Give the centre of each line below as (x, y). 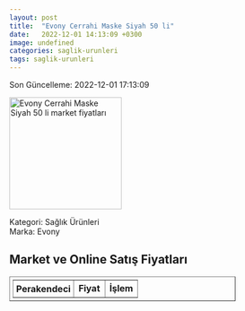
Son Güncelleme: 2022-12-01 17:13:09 (79, 85)
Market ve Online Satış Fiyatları (99, 259)
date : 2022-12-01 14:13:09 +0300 (76, 34)
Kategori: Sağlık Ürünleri (55, 222)
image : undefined (42, 43)
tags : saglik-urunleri (52, 59)
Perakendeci (44, 289)
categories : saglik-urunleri (64, 51)
